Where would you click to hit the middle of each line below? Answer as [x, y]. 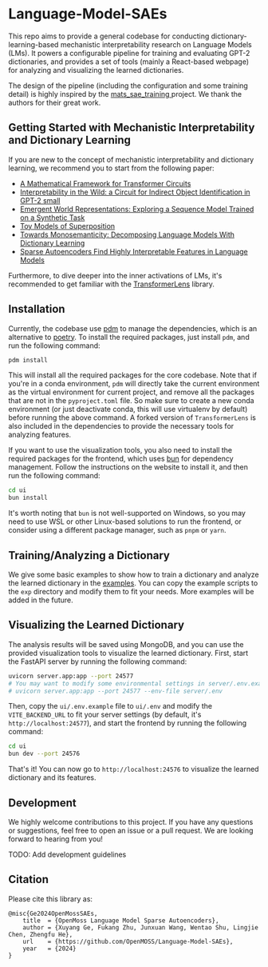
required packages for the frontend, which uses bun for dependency [121, 459]
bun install [28, 498]
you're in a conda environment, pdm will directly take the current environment [134, 384]
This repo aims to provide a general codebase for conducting [109, 36]
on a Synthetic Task [52, 218]
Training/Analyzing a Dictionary [89, 555]
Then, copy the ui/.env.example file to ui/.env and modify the [110, 706]
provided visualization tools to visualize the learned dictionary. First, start [128, 653]
